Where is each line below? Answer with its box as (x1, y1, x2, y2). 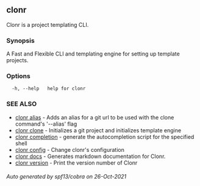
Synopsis (6, 36, 35, 45)
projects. (6, 57, 29, 64)
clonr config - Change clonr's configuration (15, 146, 125, 153)
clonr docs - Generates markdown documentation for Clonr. (15, 152, 166, 160)
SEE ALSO (6, 100, 37, 109)
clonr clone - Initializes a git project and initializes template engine (15, 126, 182, 134)
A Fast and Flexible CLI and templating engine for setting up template (6, 50, 180, 57)
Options (6, 72, 30, 80)
